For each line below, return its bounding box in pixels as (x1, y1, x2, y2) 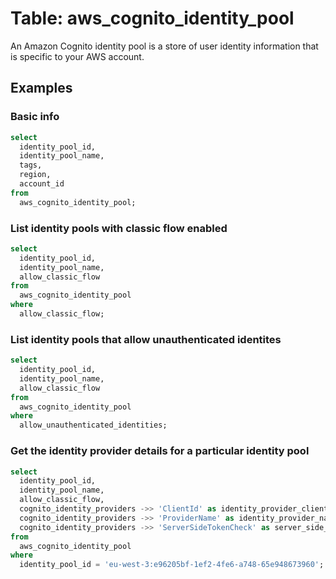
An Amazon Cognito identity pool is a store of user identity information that (10, 40, 319, 52)
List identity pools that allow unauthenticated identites (10, 332, 282, 346)
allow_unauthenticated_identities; (19, 420, 168, 431)
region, (19, 170, 52, 180)
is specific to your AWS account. (10, 50, 145, 62)
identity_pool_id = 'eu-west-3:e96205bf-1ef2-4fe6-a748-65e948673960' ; (19, 560, 325, 570)
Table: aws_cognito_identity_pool (10, 7, 295, 30)
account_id (19, 179, 65, 189)
